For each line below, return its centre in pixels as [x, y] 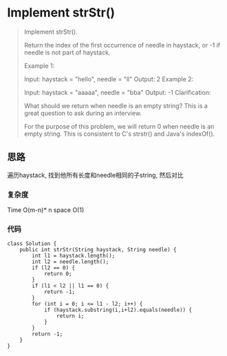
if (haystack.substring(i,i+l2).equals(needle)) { [118, 310]
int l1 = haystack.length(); [74, 256]
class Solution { [32, 244]
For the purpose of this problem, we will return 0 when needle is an [119, 126]
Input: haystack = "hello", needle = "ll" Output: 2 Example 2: [109, 79]
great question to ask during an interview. [83, 113]
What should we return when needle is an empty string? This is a [116, 105]
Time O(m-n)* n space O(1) [46, 210]
